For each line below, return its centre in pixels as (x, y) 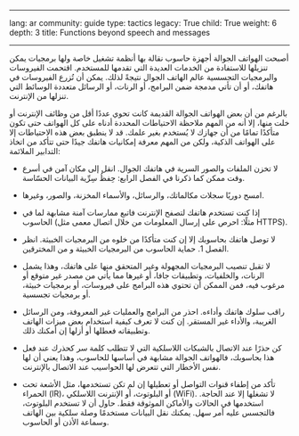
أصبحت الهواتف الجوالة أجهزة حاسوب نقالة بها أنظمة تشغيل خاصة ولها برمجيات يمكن (149, 58)
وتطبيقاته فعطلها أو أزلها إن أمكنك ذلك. (86, 330)
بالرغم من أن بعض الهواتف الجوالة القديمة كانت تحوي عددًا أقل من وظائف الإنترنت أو (148, 113)
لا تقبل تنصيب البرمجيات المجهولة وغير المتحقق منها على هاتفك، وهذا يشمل (146, 266)
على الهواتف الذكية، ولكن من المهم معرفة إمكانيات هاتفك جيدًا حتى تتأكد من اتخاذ (142, 142)
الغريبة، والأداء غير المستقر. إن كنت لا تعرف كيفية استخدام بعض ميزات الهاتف (149, 321)
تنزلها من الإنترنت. (39, 96)
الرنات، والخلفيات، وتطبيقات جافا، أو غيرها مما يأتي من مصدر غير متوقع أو (143, 276)
